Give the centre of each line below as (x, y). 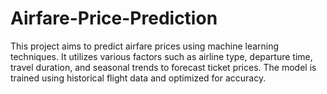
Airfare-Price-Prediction (114, 18)
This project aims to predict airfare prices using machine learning (145, 46)
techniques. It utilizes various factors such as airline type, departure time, (161, 56)
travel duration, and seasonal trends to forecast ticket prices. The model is (163, 67)
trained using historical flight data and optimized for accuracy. (138, 78)
